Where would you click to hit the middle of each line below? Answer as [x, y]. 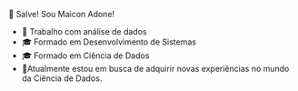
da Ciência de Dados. [62, 78]
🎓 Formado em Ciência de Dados [85, 56]
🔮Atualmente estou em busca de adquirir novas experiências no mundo [155, 69]
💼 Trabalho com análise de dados [84, 31]
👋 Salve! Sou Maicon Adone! [62, 14]
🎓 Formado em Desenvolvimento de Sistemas [109, 42]
